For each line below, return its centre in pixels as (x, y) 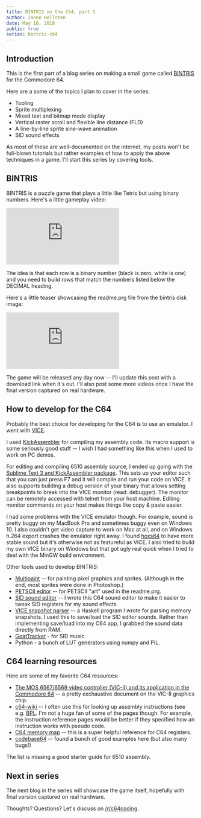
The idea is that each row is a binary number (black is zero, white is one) (96, 273)
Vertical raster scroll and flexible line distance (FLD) (79, 122)
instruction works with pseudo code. (60, 726)
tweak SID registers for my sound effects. (66, 604)
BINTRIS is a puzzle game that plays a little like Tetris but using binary (93, 193)
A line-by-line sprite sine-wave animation (66, 128)
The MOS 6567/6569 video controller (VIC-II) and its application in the (102, 688)
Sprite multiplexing (38, 109)
